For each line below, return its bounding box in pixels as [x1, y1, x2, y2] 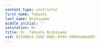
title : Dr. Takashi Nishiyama [5, 30, 67, 35]
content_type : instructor [5, 7, 58, 12]
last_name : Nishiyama [5, 16, 50, 21]
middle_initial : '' [5, 21, 45, 26]
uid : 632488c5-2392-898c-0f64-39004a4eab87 [5, 35, 96, 40]
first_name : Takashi [5, 12, 48, 17]
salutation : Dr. [5, 25, 38, 30]
